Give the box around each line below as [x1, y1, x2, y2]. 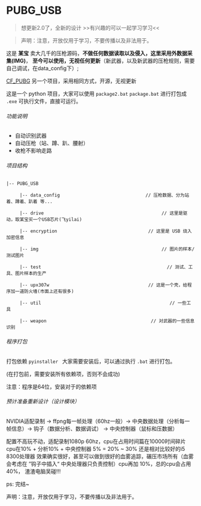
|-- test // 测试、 [19, 264, 188, 270]
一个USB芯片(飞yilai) [32, 217, 83, 223]
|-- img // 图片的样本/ [19, 246, 195, 252]
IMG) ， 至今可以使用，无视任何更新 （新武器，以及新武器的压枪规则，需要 [13, 57, 195, 64]
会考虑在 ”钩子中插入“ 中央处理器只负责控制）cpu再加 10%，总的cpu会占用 [6, 460, 191, 467]
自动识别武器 [14, 132, 47, 140]
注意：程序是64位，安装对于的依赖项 [6, 383, 97, 390]
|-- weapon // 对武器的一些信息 [19, 318, 195, 324]
